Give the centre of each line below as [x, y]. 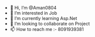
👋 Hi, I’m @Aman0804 [33, 8]
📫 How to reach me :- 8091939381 [47, 29]
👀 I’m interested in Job [34, 13]
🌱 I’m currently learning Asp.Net [43, 18]
